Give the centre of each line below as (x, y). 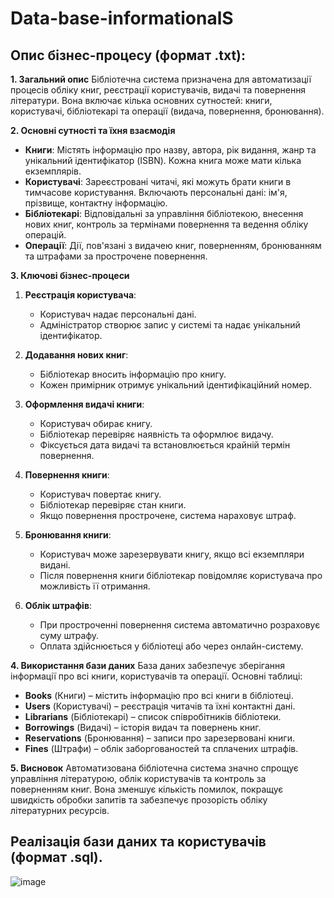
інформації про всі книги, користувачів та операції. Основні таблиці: (156, 676)
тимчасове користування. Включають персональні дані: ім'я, (156, 192)
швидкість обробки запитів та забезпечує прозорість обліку (139, 800)
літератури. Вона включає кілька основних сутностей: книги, (141, 100)
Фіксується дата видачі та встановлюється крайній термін (165, 445)
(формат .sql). (56, 857)
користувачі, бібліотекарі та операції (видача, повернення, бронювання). (167, 111)
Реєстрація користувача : (80, 295)
